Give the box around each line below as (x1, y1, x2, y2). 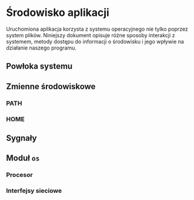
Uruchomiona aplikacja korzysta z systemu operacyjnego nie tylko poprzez (6, 25, 188, 32)
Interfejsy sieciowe (6, 186, 62, 195)
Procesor (6, 171, 34, 179)
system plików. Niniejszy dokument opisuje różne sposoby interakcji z (6, 31, 175, 38)
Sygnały (6, 133, 37, 143)
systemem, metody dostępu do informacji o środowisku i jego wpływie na (6, 38, 184, 45)
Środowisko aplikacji (6, 6, 110, 19)
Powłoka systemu (6, 61, 73, 71)
